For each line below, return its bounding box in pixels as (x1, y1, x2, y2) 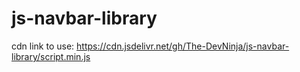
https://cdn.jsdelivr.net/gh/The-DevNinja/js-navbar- (76, 40, 290, 52)
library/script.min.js (11, 50, 91, 62)
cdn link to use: (11, 40, 75, 52)
